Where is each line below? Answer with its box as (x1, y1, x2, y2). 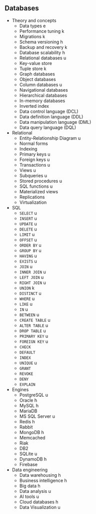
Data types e (19, 23, 46, 29)
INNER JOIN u (19, 269, 46, 275)
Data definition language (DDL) (19, 113, 83, 120)
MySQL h (19, 402, 38, 408)
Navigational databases (19, 87, 68, 93)
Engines (11, 386, 29, 392)
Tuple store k (19, 65, 46, 71)
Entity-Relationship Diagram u (19, 135, 81, 141)
